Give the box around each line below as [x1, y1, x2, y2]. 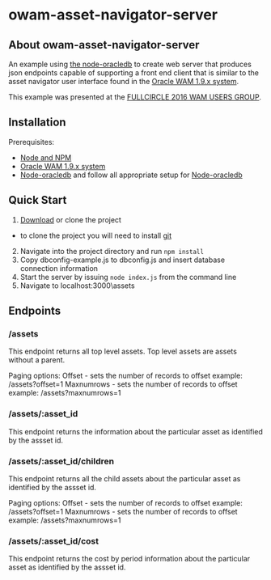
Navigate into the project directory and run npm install [19, 246, 205, 256]
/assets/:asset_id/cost [8, 536, 100, 547]
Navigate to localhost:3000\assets [19, 281, 135, 290]
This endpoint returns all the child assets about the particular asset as [8, 473, 241, 483]
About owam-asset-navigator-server [8, 38, 200, 52]
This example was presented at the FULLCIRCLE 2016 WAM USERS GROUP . [8, 92, 261, 102]
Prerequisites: [8, 137, 55, 146]
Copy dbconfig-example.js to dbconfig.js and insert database [19, 255, 225, 265]
